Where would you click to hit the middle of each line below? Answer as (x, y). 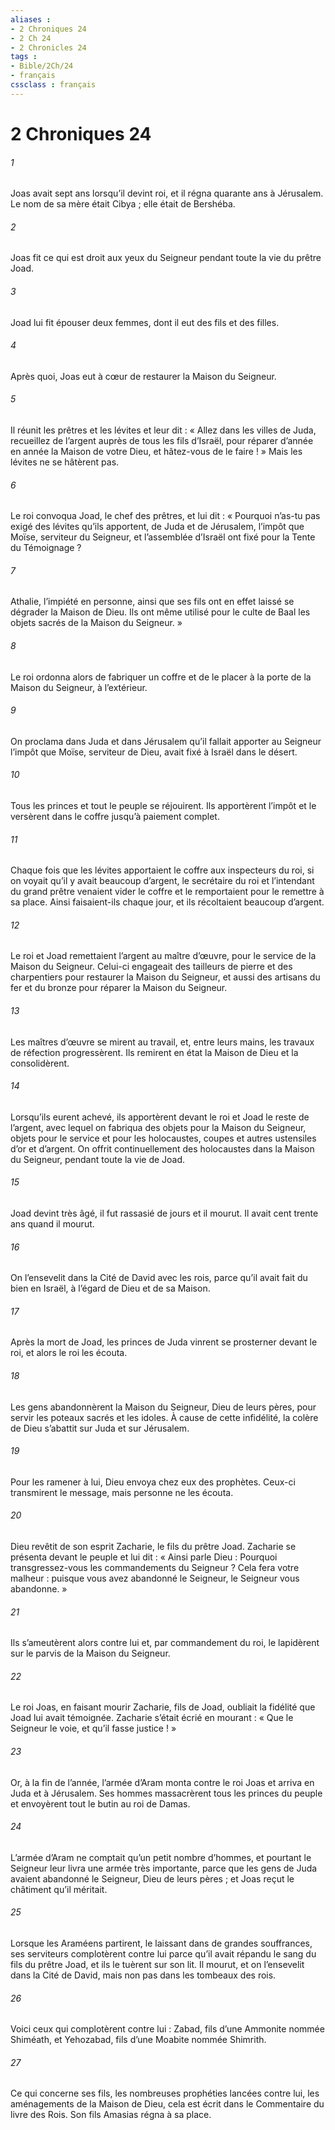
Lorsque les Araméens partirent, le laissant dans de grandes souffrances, (161, 1943)
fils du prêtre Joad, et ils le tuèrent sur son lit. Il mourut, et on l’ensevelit (157, 1965)
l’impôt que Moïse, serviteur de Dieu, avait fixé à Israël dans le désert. (154, 752)
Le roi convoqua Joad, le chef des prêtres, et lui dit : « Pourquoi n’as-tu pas (165, 516)
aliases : (31, 19)
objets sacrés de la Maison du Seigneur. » (96, 623)
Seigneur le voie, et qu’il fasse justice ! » (93, 1728)
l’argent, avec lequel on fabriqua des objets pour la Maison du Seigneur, (158, 1127)
